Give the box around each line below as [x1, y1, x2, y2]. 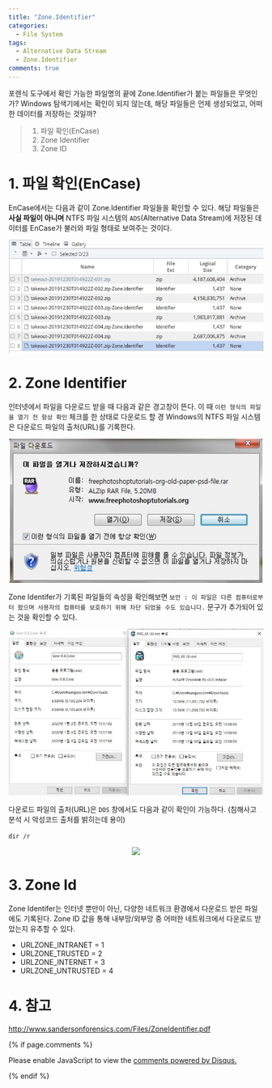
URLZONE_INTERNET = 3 [19, 958, 105, 967]
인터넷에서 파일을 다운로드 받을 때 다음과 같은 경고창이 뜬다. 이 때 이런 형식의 [8, 402, 247, 411]
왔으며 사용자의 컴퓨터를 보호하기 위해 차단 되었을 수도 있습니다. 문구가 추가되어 [17, 601, 255, 611]
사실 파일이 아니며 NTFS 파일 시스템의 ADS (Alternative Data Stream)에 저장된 [8, 213, 253, 223]
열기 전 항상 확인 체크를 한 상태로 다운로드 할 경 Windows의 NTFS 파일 [17, 411, 240, 421]
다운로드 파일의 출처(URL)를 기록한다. [16, 422, 136, 431]
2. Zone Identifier [8, 373, 127, 392]
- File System [15, 30, 63, 38]
